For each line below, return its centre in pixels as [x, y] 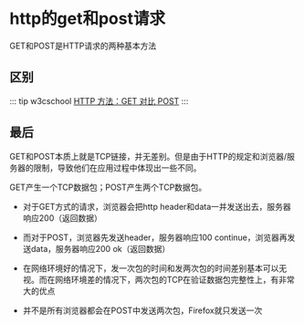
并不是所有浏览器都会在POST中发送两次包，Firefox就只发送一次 [142, 310]
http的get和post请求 [88, 19]
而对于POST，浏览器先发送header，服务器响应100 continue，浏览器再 [155, 237]
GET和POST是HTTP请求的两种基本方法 [83, 46]
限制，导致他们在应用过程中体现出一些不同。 [117, 167]
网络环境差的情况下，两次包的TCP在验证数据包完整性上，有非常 [174, 279]
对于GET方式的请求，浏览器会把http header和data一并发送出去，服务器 [157, 206]
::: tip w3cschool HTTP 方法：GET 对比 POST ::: [99, 100]
